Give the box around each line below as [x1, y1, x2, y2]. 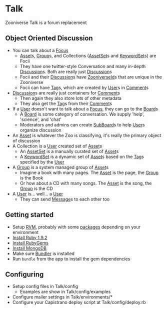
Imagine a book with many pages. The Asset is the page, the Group [19, 169, 159, 175]
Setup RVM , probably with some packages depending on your [12, 223, 141, 230]
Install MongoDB [12, 245, 47, 251]
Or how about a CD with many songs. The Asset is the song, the [19, 180, 152, 186]
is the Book [19, 174, 43, 180]
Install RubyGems [12, 239, 49, 245]
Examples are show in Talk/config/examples [19, 288, 111, 295]
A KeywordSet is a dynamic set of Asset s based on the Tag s [19, 153, 144, 159]
